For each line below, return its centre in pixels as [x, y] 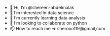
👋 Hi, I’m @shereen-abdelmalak [42, 8]
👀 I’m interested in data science [42, 13]
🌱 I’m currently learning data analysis [47, 18]
